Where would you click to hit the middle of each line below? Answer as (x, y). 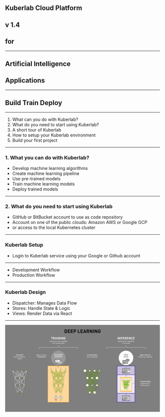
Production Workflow (34, 275)
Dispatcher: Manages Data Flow (44, 303)
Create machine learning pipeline (46, 173)
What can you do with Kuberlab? (45, 119)
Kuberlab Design (26, 292)
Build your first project (35, 140)
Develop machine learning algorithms (50, 168)
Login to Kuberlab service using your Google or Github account (76, 255)
